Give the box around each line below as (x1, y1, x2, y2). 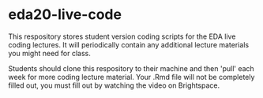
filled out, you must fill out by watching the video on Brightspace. (8, 81, 220, 90)
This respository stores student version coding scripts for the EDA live (8, 32, 236, 41)
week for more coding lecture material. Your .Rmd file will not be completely (8, 72, 255, 81)
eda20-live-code (8, 6, 122, 24)
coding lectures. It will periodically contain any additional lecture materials (8, 40, 250, 49)
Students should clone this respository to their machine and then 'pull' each (8, 63, 254, 73)
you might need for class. (8, 48, 91, 58)
